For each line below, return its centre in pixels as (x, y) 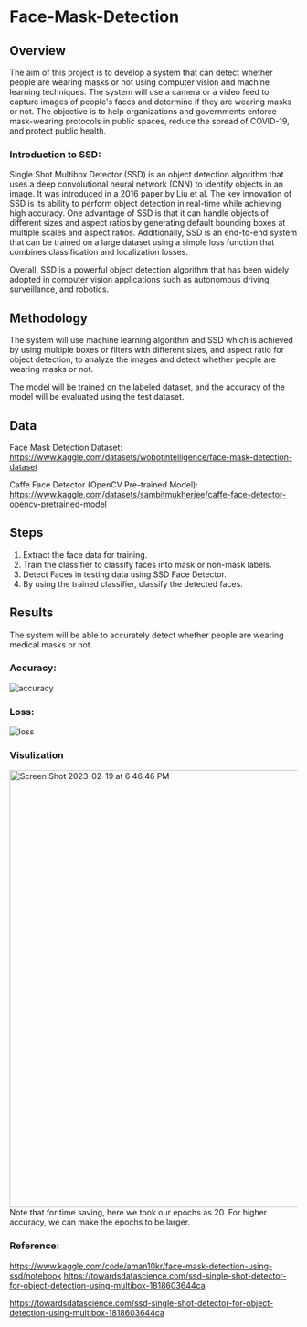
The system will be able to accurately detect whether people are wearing (147, 635)
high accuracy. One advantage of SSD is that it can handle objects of (139, 213)
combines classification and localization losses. (99, 252)
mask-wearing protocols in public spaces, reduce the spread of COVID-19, (149, 121)
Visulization (37, 755)
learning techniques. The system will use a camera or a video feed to (139, 92)
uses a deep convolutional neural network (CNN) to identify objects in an (147, 184)
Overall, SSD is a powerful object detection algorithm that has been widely (149, 270)
